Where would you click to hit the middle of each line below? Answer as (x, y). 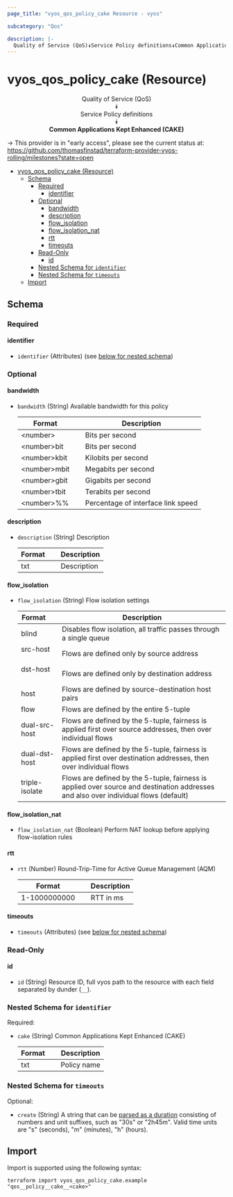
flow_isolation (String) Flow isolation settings (83, 600)
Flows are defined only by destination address (137, 674)
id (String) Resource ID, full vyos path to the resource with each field (115, 982)
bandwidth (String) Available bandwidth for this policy (93, 406)
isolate (32, 791)
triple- (32, 783)
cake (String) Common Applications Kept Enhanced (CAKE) (101, 1036)
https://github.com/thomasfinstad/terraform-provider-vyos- (93, 150)
